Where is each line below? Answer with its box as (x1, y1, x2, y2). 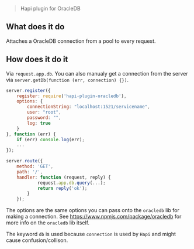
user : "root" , (27, 110, 61, 115)
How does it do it (6, 54, 68, 64)
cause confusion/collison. (6, 237, 68, 244)
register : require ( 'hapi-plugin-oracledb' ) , (16, 93, 127, 99)
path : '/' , (16, 169, 43, 175)
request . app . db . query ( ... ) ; (37, 180, 106, 186)
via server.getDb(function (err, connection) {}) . (6, 76, 129, 83)
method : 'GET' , (16, 163, 54, 169)
